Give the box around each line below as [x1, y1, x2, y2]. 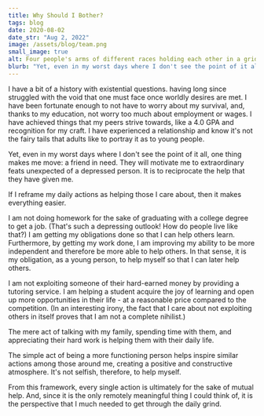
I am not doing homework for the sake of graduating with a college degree [8, 213, 249, 222]
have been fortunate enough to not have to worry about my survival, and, [8, 100, 245, 110]
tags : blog [8, 19, 44, 27]
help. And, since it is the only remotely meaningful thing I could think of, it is [8, 390, 253, 400]
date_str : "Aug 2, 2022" [8, 33, 90, 42]
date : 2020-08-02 [8, 26, 65, 34]
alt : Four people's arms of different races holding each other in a [8, 56, 241, 64]
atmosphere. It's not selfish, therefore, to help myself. [8, 367, 182, 377]
